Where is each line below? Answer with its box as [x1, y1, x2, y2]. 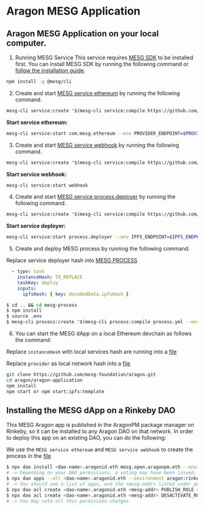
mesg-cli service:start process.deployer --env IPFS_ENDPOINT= [6, 234, 170, 240]
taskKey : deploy [17, 280, 59, 286]
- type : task [12, 269, 45, 275]
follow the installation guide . [15, 67, 86, 74]
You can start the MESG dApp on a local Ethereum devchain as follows [15, 330, 192, 337]
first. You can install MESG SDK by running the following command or [15, 61, 189, 67]
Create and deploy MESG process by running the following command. [15, 245, 190, 252]
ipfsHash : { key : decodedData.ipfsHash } [22, 291, 129, 297]
